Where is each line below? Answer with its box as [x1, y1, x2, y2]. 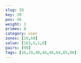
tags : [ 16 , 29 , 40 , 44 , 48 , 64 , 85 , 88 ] [5, 50, 77, 55]
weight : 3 [5, 21, 27, 27]
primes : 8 [5, 26, 27, 31]
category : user [5, 31, 38, 36]
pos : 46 [5, 17, 22, 22]
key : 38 [5, 12, 22, 17]
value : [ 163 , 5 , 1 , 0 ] [5, 41, 47, 46]
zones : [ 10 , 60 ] [5, 36, 38, 41]
